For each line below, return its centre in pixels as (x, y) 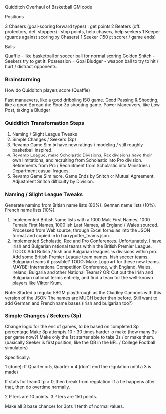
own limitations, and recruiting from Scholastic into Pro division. (77, 160)
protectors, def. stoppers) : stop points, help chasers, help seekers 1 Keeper (83, 31)
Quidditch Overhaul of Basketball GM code (49, 7)
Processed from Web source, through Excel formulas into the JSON (81, 230)
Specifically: (18, 357)
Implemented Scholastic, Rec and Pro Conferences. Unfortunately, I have (87, 241)
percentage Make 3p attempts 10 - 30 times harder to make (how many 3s (81, 332)
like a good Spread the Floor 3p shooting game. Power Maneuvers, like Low (82, 105)
